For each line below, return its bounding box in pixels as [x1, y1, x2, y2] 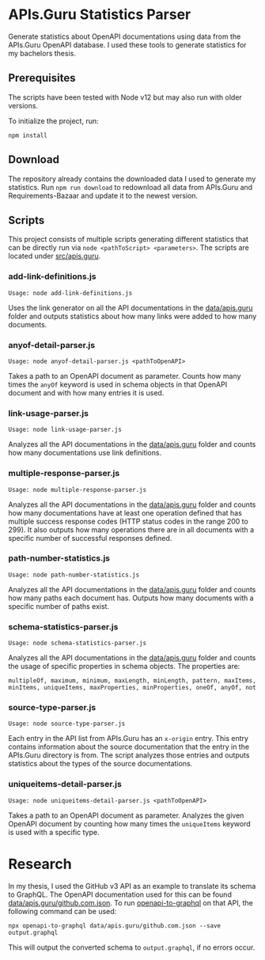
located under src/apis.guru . [8, 251, 101, 261]
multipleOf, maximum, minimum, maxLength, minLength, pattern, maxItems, [8, 677, 257, 685]
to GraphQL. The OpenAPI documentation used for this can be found [8, 890, 232, 899]
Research [8, 855, 73, 873]
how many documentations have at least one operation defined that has [8, 508, 243, 517]
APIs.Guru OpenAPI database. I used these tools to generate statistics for [8, 40, 247, 49]
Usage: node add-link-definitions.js [8, 289, 133, 297]
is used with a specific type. [8, 827, 100, 837]
